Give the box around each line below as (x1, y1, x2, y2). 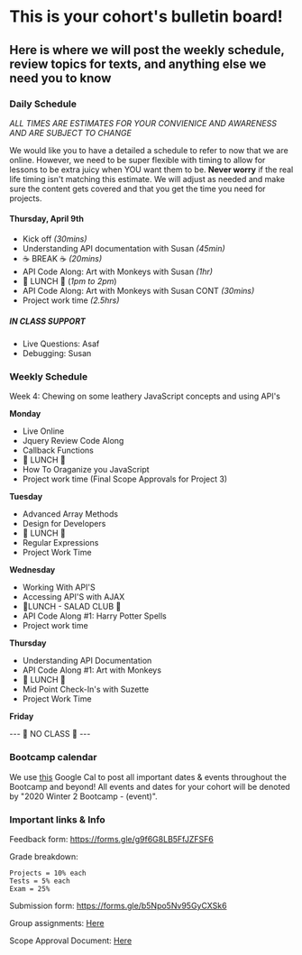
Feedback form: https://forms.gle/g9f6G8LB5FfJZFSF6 (9, 833, 214, 844)
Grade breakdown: (9, 850, 78, 862)
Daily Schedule (9, 97, 78, 110)
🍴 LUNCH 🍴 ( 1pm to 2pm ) (22, 276, 117, 287)
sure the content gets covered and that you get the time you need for (9, 183, 266, 194)
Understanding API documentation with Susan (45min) (22, 243, 225, 254)
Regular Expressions (22, 537, 99, 548)
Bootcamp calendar (9, 751, 97, 764)
